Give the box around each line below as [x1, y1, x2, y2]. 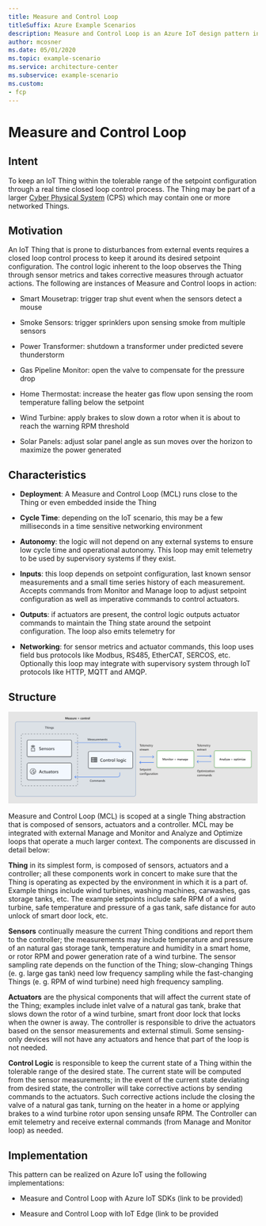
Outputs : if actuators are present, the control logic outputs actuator [19, 610, 240, 619]
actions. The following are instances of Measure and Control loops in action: [8, 278, 257, 289]
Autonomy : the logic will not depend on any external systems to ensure [19, 537, 254, 546]
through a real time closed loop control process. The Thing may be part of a [8, 184, 256, 193]
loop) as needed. [8, 1126, 63, 1136]
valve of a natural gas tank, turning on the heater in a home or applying [8, 1101, 240, 1110]
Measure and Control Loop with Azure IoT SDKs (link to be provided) [19, 1193, 244, 1203]
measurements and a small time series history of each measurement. [19, 577, 245, 587]
